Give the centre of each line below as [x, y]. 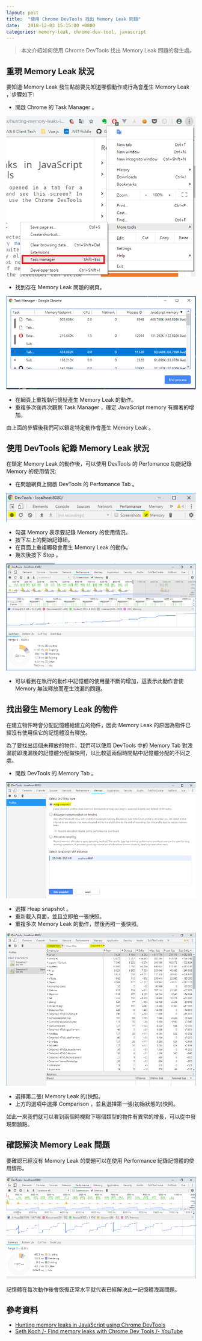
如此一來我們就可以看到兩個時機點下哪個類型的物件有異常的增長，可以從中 [98, 1117]
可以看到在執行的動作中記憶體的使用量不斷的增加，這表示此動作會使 [99, 681]
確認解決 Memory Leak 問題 [58, 1145]
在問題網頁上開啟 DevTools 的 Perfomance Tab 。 [76, 484]
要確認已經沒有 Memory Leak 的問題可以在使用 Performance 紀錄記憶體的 [98, 1160]
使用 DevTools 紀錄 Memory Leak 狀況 [78, 448]
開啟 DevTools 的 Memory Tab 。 [56, 773]
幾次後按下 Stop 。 [38, 555]
